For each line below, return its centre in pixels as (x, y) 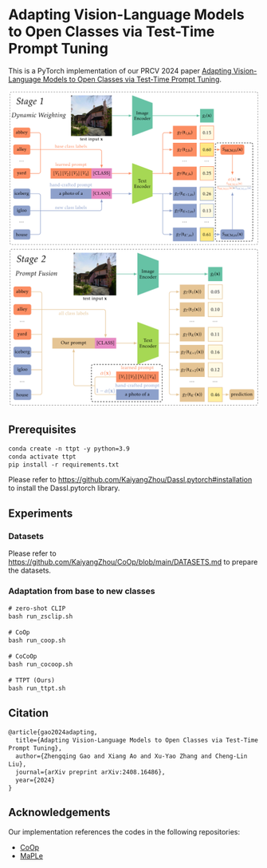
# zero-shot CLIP (37, 608)
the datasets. (30, 570)
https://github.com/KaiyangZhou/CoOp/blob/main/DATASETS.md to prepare (133, 561)
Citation (29, 713)
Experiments (41, 513)
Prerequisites (42, 429)
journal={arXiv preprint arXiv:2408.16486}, (90, 772)
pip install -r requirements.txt (64, 465)
